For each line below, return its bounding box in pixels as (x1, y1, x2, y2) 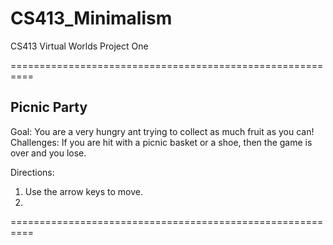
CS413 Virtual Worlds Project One (10, 40, 149, 52)
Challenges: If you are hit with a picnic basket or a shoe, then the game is (10, 136, 313, 148)
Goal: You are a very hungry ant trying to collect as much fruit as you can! (10, 125, 315, 137)
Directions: (10, 166, 55, 178)
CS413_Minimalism (10, 7, 173, 30)
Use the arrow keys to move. (24, 185, 143, 197)
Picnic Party (10, 99, 88, 116)
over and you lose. (10, 147, 87, 159)
